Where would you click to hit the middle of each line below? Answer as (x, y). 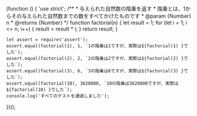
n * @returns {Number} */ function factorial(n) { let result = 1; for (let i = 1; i (97, 23)
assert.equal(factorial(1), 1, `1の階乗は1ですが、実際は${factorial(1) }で (97, 46)
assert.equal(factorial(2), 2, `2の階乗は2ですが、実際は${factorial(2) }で (97, 58)
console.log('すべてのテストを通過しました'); (58, 96)
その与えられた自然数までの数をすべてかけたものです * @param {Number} (101, 16)
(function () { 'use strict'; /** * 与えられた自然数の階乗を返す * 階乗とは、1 (96, 9)
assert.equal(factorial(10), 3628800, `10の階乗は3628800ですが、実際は (92, 84)
